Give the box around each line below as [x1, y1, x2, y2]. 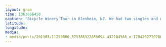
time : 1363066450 [5, 12, 41, 17]
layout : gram [5, 7, 32, 12]
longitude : [5, 25, 28, 30]
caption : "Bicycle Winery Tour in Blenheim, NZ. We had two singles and [5, 16, 158, 21]
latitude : [5, 21, 26, 26]
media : [5, 30, 19, 35]
